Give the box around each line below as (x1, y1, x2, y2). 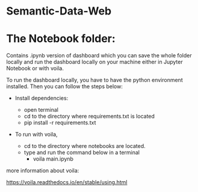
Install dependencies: (14, 95, 69, 102)
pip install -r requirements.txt (23, 119, 96, 126)
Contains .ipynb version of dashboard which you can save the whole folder (6, 52, 192, 59)
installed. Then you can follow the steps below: (6, 83, 123, 90)
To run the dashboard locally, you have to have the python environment (6, 77, 183, 84)
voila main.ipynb (32, 155, 74, 162)
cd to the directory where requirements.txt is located (23, 113, 155, 120)
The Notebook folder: (6, 32, 116, 46)
